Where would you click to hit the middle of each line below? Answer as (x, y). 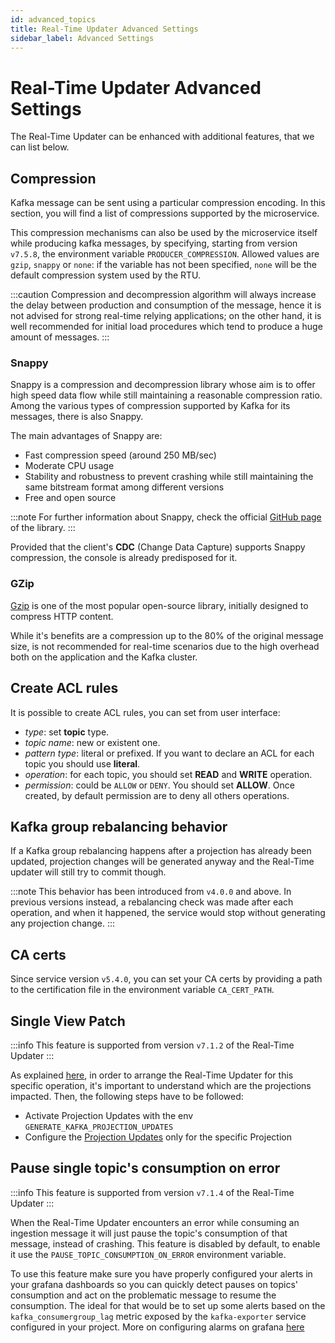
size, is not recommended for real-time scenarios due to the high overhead (165, 646)
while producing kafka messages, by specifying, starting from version (154, 243)
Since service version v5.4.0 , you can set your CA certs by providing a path (166, 979)
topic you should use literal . (82, 763)
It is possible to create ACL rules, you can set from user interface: (145, 712)
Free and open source (70, 498)
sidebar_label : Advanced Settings (82, 38)
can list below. (40, 147)
